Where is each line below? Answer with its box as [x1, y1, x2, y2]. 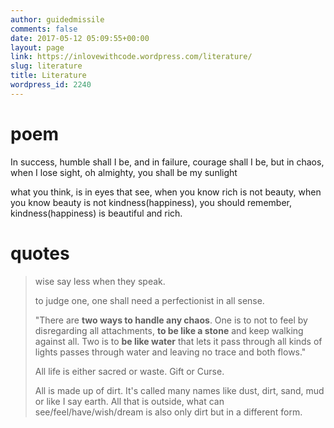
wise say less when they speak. [34, 275, 166, 287]
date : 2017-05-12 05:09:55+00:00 [10, 33, 150, 43]
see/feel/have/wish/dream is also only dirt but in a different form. [34, 406, 303, 418]
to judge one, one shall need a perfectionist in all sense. [34, 294, 265, 306]
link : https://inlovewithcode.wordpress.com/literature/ [10, 52, 253, 62]
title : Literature [10, 71, 87, 81]
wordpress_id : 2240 [10, 80, 92, 90]
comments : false [10, 24, 78, 34]
